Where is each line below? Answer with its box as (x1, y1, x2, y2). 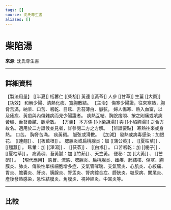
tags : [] (5, 7, 24, 13)
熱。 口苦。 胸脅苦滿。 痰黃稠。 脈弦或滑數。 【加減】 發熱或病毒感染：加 (5, 131, 160, 137)
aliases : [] (5, 17, 31, 22)
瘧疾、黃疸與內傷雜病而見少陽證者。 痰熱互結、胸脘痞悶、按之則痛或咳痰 (9, 113, 163, 119)
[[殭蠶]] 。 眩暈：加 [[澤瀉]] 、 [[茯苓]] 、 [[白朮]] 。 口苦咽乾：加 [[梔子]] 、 (5, 144, 163, 150)
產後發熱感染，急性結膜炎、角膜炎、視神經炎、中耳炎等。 (5, 176, 126, 182)
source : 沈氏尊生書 (5, 12, 43, 17)
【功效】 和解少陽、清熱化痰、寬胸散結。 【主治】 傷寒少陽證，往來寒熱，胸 (5, 100, 165, 106)
